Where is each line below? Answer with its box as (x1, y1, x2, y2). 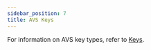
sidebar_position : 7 (7, 10, 67, 17)
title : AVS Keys (7, 16, 54, 23)
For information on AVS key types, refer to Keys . (7, 35, 145, 43)
